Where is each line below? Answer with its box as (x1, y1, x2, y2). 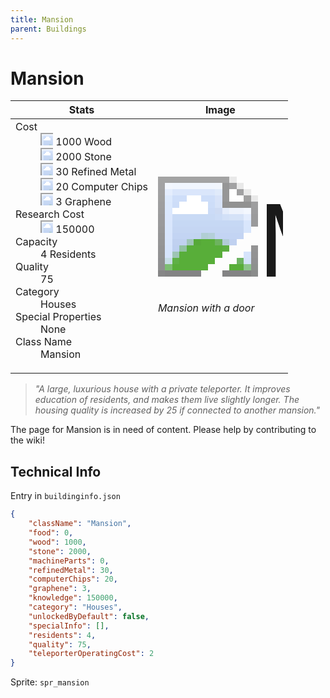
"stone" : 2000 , (28, 546, 92, 556)
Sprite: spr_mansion (10, 676, 90, 688)
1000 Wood (55, 135, 113, 149)
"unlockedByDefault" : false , (28, 611, 150, 621)
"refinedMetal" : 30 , (28, 565, 114, 575)
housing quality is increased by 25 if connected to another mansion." (34, 404, 321, 416)
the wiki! (10, 434, 45, 446)
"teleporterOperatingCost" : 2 (28, 649, 155, 659)
